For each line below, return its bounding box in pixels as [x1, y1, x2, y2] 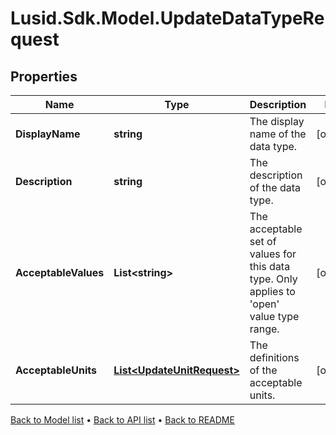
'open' [249, 297, 280, 311]
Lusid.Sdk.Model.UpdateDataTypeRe [10, 7, 325, 30]
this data [249, 260, 291, 273]
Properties [10, 68, 78, 85]
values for [249, 247, 297, 261]
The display [249, 115, 305, 128]
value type [249, 310, 300, 323]
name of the [249, 127, 307, 141]
